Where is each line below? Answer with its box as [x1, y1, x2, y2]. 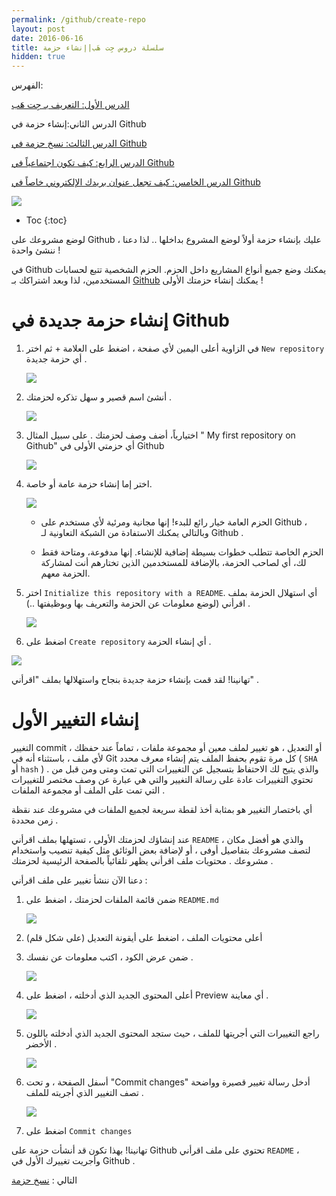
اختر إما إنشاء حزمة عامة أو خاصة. [25, 478, 153, 490]
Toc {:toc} [25, 214, 68, 226]
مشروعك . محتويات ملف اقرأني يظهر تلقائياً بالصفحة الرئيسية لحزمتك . [11, 855, 274, 866]
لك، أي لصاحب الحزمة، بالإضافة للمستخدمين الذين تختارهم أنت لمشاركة [40, 557, 307, 569]
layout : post [11, 24, 66, 34]
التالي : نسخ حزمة [11, 1174, 78, 1186]
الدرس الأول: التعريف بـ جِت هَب [11, 99, 130, 111]
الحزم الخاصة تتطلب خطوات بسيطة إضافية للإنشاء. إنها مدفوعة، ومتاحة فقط [40, 546, 324, 558]
